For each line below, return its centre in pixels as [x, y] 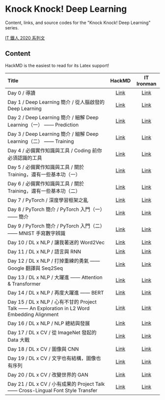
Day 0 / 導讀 [22, 93]
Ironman [147, 83]
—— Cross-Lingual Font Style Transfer [53, 390]
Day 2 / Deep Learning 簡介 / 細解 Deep [53, 117]
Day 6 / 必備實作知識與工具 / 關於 [46, 183]
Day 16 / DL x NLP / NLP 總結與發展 [49, 323]
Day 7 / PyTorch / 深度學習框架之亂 [48, 200]
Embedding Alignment [33, 314]
